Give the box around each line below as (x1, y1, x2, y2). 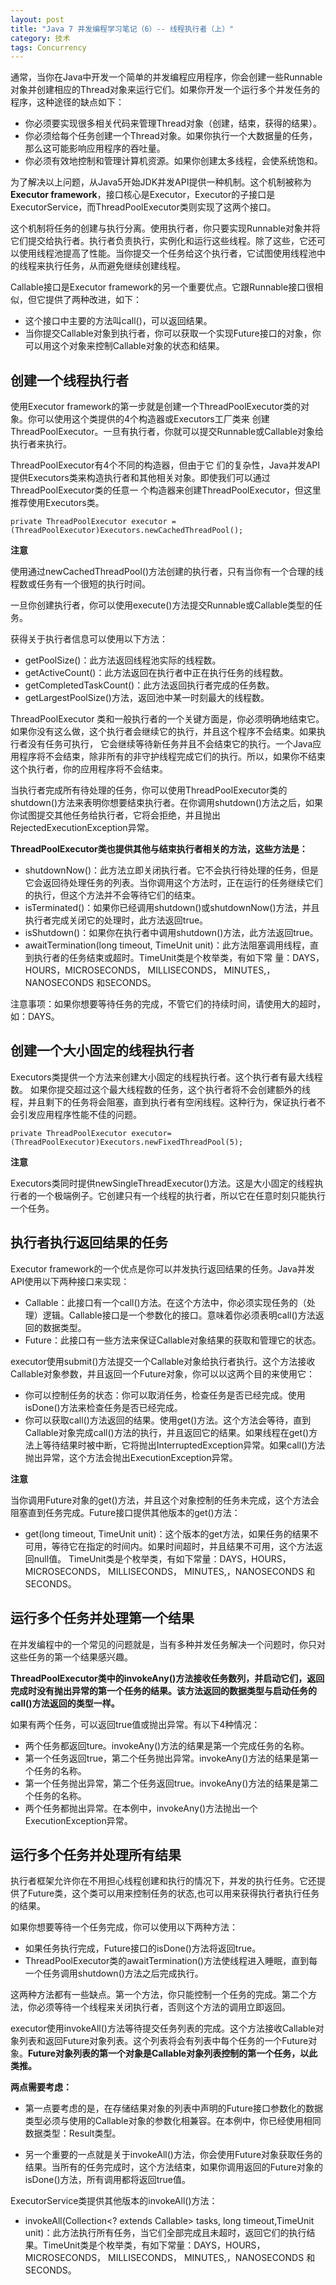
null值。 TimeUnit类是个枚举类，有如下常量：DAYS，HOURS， (33, 1552, 292, 1565)
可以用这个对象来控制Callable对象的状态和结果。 (24, 340, 225, 352)
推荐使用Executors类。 (10, 497, 105, 509)
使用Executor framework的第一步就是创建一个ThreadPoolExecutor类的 (10, 401, 301, 413)
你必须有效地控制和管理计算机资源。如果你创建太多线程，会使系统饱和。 (24, 155, 323, 167)
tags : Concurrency (10, 42, 87, 53)
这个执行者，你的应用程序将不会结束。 (10, 763, 168, 775)
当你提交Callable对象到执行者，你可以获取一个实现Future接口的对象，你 (24, 327, 322, 340)
